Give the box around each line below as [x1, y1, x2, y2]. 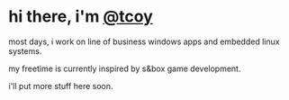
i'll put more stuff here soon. [8, 80, 113, 91]
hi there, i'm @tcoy [8, 6, 154, 27]
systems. [8, 45, 42, 56]
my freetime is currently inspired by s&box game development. [8, 63, 241, 74]
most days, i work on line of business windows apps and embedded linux [8, 36, 280, 47]
